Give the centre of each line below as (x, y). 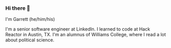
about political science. (30, 40)
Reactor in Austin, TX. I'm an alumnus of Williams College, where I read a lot (85, 35)
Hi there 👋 (18, 8)
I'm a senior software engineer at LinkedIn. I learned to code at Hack (78, 29)
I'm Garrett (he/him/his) (30, 19)
